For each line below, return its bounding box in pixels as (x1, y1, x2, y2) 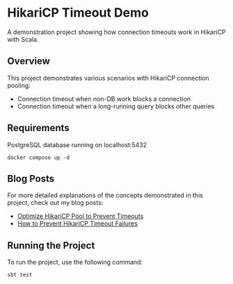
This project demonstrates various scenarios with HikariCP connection (7, 74, 210, 82)
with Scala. (7, 35, 39, 43)
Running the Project (7, 240, 95, 251)
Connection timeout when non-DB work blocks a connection (17, 94, 191, 103)
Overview (7, 56, 51, 67)
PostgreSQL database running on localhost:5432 (7, 140, 147, 149)
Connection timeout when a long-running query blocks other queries (17, 102, 215, 110)
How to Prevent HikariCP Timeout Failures (17, 219, 138, 228)
